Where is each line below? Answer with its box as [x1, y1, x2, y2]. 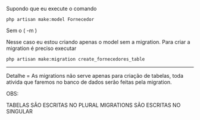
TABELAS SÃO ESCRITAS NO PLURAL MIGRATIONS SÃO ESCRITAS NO [6, 102, 181, 109]
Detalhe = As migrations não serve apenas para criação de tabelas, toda [6, 72, 183, 79]
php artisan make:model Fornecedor [6, 17, 95, 23]
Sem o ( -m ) [6, 27, 37, 34]
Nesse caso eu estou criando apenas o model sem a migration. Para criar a [6, 39, 190, 45]
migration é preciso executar [6, 45, 77, 52]
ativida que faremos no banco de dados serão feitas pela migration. [6, 78, 172, 86]
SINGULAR [6, 108, 33, 115]
